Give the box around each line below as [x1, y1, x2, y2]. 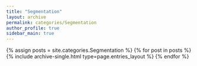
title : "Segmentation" [6, 8, 62, 15]
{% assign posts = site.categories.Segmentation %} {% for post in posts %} [6, 47, 192, 54]
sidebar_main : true [6, 31, 55, 37]
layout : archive [6, 14, 46, 20]
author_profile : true [6, 25, 60, 31]
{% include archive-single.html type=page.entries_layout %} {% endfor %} [6, 53, 189, 60]
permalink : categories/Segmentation [6, 19, 97, 25]
